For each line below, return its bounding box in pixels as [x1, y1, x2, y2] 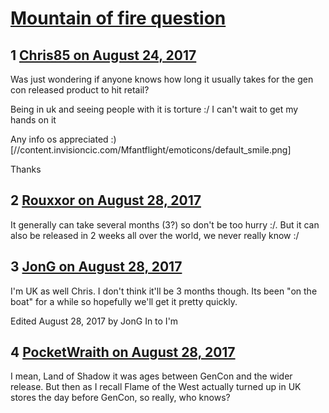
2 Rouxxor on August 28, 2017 [10, 192, 202, 209]
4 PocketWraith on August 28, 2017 [10, 344, 236, 361]
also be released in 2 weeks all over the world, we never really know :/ [10, 229, 300, 241]
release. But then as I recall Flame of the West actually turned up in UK [10, 381, 302, 393]
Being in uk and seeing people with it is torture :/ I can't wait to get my [10, 103, 299, 115]
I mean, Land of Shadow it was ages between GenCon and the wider [10, 370, 293, 382]
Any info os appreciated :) [10, 133, 117, 145]
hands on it [10, 114, 57, 126]
